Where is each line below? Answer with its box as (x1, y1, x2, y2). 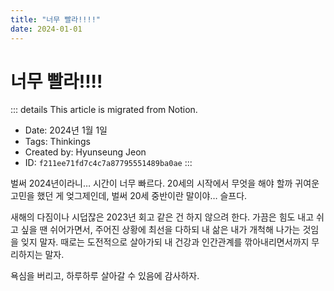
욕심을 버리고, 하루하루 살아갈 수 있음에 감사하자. (10, 270, 200, 282)
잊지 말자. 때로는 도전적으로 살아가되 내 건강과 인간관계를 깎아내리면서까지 (20, 236, 310, 248)
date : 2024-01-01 (10, 24, 83, 34)
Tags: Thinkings (24, 136, 91, 148)
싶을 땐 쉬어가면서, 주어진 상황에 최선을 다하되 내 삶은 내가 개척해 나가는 (20, 224, 301, 236)
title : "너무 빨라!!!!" (10, 14, 102, 25)
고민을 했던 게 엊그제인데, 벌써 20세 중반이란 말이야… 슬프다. (10, 190, 248, 202)
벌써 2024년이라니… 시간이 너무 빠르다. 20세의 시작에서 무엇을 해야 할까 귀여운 (10, 177, 320, 190)
